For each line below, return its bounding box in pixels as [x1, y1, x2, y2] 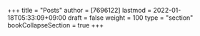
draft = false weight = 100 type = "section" [67, 13, 194, 22]
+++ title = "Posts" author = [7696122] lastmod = [7, 6, 152, 14]
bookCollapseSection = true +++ [7, 21, 104, 29]
